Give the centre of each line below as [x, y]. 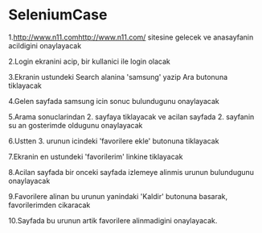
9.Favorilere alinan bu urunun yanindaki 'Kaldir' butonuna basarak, [118, 196]
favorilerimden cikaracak [49, 205]
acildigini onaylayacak [45, 45]
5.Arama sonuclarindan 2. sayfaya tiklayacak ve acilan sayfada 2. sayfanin [131, 116]
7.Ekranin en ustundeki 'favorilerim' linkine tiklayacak [96, 156]
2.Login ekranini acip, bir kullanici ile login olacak [90, 61]
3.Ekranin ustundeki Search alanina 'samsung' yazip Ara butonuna [118, 77]
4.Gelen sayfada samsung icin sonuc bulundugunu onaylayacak [114, 101]
